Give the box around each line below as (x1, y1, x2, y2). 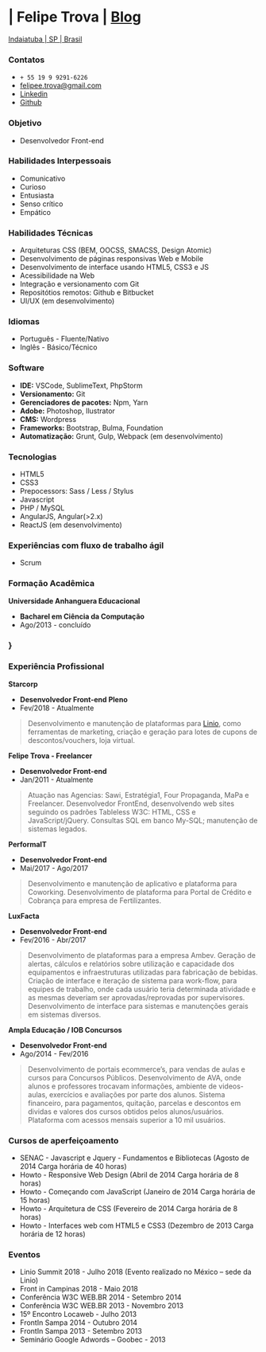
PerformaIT (8, 839, 48, 849)
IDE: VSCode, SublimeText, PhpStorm (19, 381, 143, 390)
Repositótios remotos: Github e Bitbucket (19, 287, 154, 298)
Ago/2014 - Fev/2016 (19, 1049, 89, 1058)
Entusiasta (19, 190, 54, 200)
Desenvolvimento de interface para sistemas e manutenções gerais (27, 1001, 249, 1010)
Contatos (8, 54, 45, 65)
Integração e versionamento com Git (19, 279, 140, 289)
